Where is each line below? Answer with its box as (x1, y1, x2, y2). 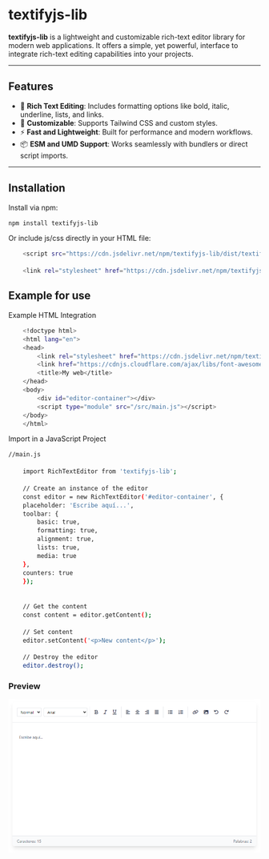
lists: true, (37, 544, 81, 552)
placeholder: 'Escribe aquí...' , (22, 501, 134, 509)
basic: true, (37, 518, 81, 526)
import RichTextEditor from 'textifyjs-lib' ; (22, 468, 178, 476)
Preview (8, 680, 41, 692)
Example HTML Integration (8, 310, 97, 319)
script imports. (19, 151, 69, 160)
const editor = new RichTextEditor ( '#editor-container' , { (22, 492, 224, 501)
